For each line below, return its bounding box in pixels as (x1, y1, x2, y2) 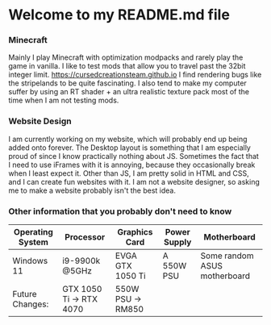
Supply (164, 236, 192, 248)
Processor (64, 231, 106, 243)
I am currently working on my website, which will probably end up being (8, 134, 248, 144)
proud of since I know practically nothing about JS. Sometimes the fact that (8, 151, 260, 160)
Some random (200, 250, 254, 261)
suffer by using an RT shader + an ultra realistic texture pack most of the (8, 87, 250, 97)
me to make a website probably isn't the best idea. (8, 185, 176, 195)
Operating (13, 227, 54, 238)
